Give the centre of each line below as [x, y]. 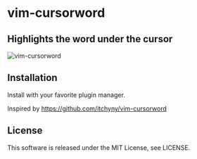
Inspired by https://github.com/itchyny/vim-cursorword [87, 108]
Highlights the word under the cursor [90, 39]
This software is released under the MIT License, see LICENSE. [99, 147]
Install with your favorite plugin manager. [66, 95]
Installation [32, 78]
